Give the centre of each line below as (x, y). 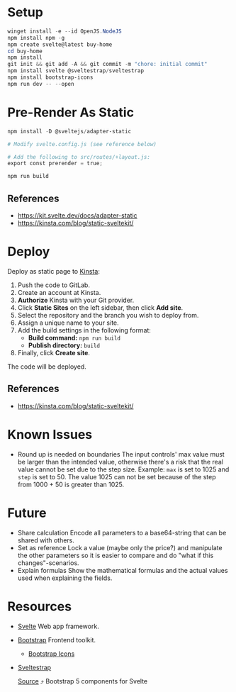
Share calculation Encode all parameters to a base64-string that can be (122, 532)
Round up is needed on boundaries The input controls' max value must (121, 454)
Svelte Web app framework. (58, 626)
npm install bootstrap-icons (50, 78)
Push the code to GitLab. (54, 285)
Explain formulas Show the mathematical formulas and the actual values (123, 570)
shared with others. (46, 540)
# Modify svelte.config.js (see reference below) (82, 144)
